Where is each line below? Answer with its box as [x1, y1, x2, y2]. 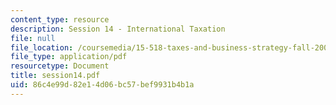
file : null [10, 33, 56, 43]
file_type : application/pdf [10, 52, 128, 62]
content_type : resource [10, 14, 110, 25]
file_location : [10, 42, 74, 53]
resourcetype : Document [10, 61, 110, 71]
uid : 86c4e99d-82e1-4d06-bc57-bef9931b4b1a [10, 80, 195, 90]
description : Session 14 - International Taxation [10, 24, 226, 34]
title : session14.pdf [10, 71, 101, 81]
